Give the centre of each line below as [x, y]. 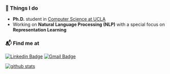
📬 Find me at [22, 44]
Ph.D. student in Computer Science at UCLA [59, 19]
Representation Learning [39, 30]
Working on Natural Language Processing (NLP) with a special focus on [89, 24]
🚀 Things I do [22, 8]
